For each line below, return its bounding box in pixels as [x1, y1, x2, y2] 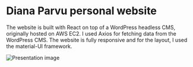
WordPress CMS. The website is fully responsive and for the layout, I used [6, 36, 188, 43]
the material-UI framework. [6, 43, 72, 50]
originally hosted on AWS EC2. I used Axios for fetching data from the [6, 30, 176, 37]
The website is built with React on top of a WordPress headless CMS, [6, 24, 176, 31]
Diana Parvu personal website [6, 4, 157, 18]
